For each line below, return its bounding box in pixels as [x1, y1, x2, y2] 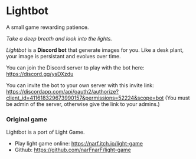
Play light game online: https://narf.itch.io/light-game [14, 140, 143, 147]
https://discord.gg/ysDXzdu [6, 70, 74, 77]
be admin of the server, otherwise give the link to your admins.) [6, 100, 161, 107]
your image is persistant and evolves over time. [6, 52, 121, 59]
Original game [6, 115, 48, 123]
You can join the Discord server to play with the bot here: [6, 64, 145, 71]
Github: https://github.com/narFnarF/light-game [14, 146, 131, 154]
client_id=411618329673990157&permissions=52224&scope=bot [6, 94, 164, 101]
